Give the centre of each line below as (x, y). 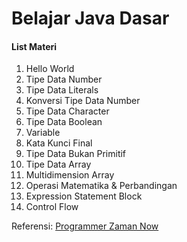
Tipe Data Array (58, 164)
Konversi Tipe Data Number (83, 101)
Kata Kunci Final (59, 143)
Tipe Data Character (67, 111)
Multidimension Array (70, 175)
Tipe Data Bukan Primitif (76, 154)
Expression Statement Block (84, 196)
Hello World (50, 69)
